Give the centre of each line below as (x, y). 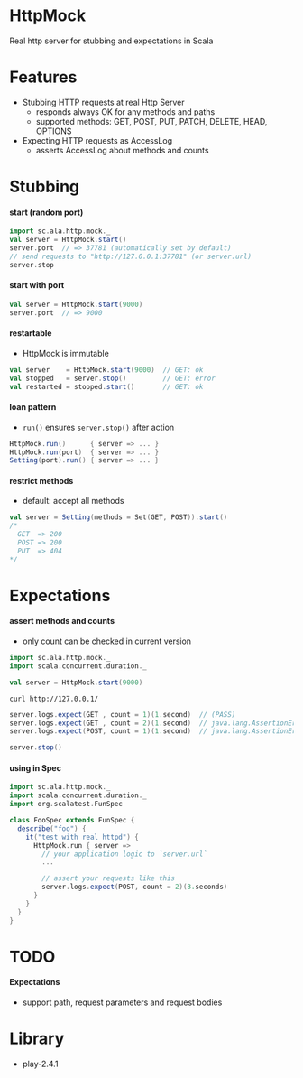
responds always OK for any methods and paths (125, 112)
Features (43, 77)
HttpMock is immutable (66, 353)
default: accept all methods (73, 501)
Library (37, 1039)
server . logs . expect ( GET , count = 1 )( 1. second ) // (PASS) (123, 714)
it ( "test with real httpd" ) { (83, 837)
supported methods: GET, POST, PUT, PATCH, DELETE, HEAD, (151, 121)
